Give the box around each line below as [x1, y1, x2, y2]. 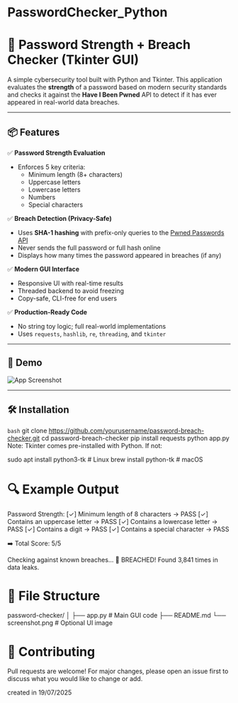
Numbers [28, 192, 56, 201]
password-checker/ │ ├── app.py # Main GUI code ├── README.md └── [7, 611, 227, 620]
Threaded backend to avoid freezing [17, 286, 125, 295]
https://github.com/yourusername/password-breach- [48, 426, 205, 435]
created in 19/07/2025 [7, 688, 72, 697]
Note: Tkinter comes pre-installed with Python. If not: [7, 441, 163, 449]
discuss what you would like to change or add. [7, 675, 143, 683]
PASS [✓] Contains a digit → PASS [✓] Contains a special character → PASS [7, 525, 229, 533]
